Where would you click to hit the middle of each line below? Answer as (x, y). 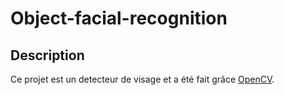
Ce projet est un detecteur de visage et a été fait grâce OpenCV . (142, 79)
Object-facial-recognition (119, 18)
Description (47, 55)
